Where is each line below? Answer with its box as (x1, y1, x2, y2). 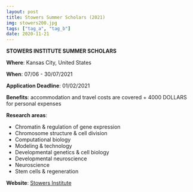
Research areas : (6, 112, 48, 119)
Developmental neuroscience (14, 155, 87, 162)
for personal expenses (6, 100, 62, 108)
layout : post (6, 8, 39, 15)
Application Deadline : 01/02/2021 (6, 82, 90, 90)
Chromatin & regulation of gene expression (14, 123, 121, 130)
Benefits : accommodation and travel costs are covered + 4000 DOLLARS (6, 94, 187, 101)
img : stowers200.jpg (6, 20, 58, 26)
